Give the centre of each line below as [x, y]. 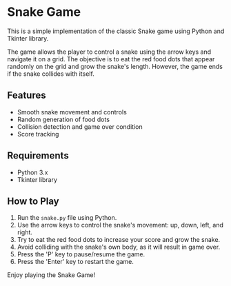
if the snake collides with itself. [51, 74]
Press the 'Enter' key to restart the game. [76, 262]
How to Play [33, 201]
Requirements [38, 156]
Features [27, 95]
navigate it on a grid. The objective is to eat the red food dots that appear [111, 59]
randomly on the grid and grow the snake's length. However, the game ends [115, 66]
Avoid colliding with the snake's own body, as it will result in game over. [119, 247]
